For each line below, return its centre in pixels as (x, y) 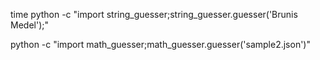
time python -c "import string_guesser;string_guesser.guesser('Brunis (154, 14)
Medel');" (29, 25)
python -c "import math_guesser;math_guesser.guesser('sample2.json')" (160, 44)
